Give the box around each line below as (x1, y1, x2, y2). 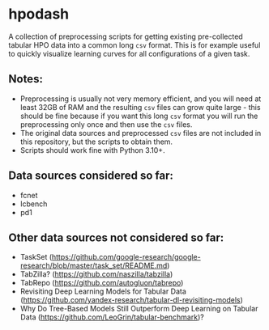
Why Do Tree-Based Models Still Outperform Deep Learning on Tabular (19, 304, 258, 314)
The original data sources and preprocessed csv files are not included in (19, 128, 262, 137)
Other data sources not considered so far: (8, 231, 224, 244)
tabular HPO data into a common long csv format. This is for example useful (8, 40, 261, 49)
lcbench (19, 199, 48, 209)
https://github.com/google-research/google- (51, 252, 201, 262)
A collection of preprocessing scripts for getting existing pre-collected (8, 32, 243, 41)
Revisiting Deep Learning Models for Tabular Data (19, 286, 186, 296)
